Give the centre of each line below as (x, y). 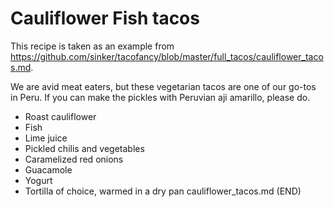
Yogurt (38, 180)
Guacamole (48, 169)
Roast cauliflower (60, 116)
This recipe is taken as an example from (92, 46)
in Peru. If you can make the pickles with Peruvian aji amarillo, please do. (160, 97)
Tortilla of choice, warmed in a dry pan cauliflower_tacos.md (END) (163, 191)
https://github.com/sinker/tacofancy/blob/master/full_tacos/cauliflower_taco (167, 56)
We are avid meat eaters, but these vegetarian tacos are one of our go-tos (163, 86)
